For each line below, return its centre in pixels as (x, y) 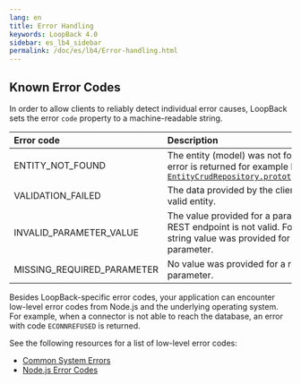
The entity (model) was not (224, 155)
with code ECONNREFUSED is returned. (75, 325)
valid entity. (192, 201)
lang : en (26, 17)
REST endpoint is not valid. (224, 226)
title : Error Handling (52, 26)
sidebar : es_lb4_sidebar (56, 43)
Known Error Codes (65, 87)
